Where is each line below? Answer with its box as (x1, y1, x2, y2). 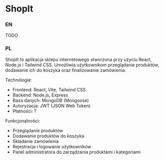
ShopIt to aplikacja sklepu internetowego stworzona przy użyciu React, (5, 56, 152, 62)
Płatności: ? (12, 108, 37, 114)
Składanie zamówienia (12, 138, 59, 144)
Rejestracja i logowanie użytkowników (12, 143, 91, 149)
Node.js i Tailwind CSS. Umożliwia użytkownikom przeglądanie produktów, (5, 61, 159, 68)
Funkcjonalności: (5, 118, 40, 124)
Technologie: (5, 76, 33, 83)
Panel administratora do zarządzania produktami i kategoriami (12, 149, 141, 155)
